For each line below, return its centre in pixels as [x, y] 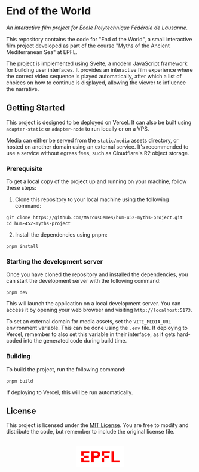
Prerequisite [25, 168]
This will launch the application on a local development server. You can [94, 304]
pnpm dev [17, 293]
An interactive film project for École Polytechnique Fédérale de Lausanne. [97, 28]
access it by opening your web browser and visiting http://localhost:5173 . [99, 310]
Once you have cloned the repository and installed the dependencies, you [97, 274]
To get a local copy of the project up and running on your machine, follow [97, 181]
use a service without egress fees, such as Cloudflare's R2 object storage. [98, 153]
